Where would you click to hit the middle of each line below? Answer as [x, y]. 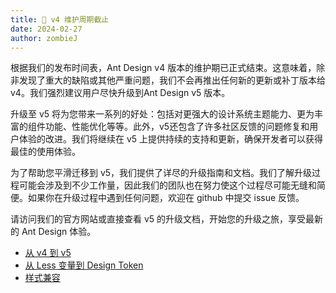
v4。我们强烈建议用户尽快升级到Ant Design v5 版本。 [120, 93]
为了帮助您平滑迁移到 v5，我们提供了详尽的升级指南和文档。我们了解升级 [161, 173]
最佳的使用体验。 [45, 152]
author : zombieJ [44, 38]
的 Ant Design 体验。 [53, 232]
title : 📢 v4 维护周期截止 [60, 19]
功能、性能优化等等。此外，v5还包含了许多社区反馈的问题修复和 [177, 127]
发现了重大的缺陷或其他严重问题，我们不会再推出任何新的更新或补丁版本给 [172, 80]
